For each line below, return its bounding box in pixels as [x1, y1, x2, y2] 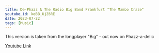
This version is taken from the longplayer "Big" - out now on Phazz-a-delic [5, 34, 154, 40]
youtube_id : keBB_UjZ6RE [5, 12, 55, 16]
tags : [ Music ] [5, 20, 34, 26]
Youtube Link [5, 43, 32, 49]
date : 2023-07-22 [5, 16, 40, 21]
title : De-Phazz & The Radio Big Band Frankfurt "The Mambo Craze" [5, 7, 144, 12]
